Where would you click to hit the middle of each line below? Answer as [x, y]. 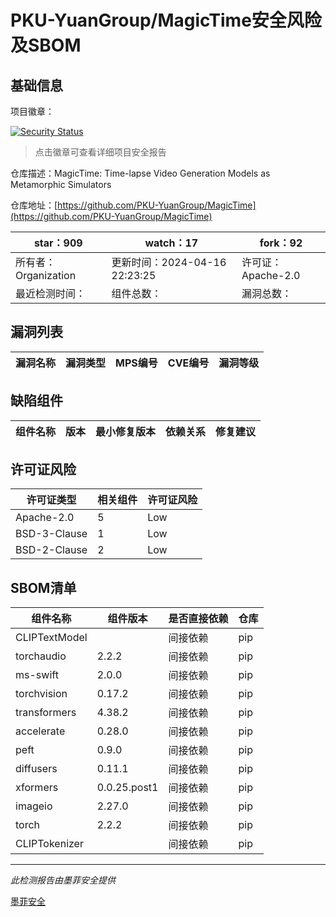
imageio [34, 806]
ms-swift [37, 675]
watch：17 [171, 243]
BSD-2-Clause [51, 550]
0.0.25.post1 [127, 788]
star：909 [58, 243]
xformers [37, 788]
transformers [46, 713]
